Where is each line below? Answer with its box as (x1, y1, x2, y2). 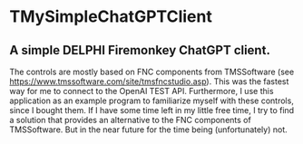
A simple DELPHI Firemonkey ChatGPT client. (9, 43, 270, 58)
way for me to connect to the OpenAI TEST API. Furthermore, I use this (9, 86, 274, 96)
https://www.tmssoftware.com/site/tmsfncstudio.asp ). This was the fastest (9, 76, 289, 87)
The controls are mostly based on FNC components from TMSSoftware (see (9, 66, 295, 77)
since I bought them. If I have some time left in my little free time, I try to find (9, 105, 295, 115)
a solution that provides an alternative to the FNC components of (9, 115, 251, 125)
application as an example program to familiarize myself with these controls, (9, 95, 295, 106)
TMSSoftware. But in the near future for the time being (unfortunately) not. (9, 124, 288, 135)
